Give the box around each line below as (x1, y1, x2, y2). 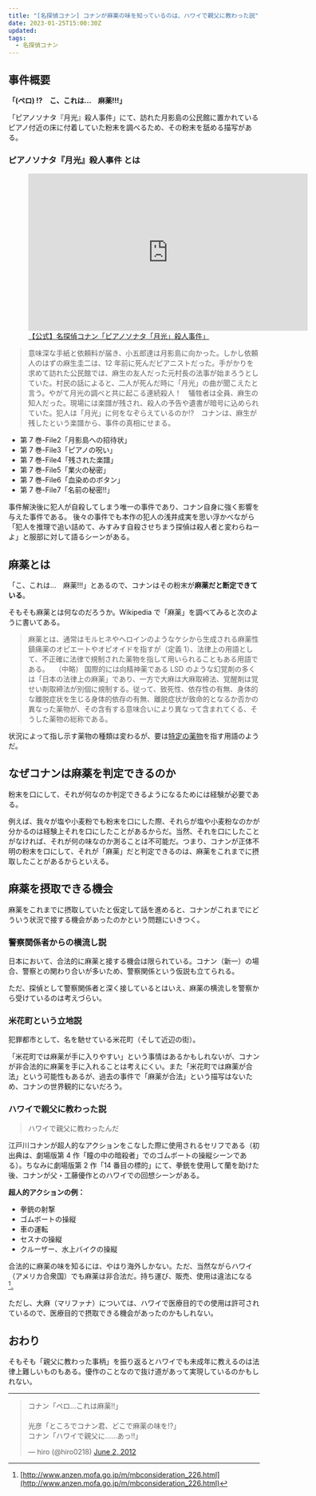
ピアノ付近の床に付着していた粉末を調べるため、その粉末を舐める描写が (8, 122, 246, 132)
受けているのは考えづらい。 (14, 993, 106, 1002)
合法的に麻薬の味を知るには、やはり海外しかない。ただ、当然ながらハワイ (8, 1261, 253, 1271)
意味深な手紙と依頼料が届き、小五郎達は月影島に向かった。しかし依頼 (27, 348, 259, 358)
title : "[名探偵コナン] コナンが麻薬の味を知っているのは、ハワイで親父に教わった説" (8, 11, 259, 20)
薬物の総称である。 (49, 714, 113, 724)
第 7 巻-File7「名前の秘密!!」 (19, 485, 114, 495)
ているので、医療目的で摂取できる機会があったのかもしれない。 (8, 1308, 218, 1318)
